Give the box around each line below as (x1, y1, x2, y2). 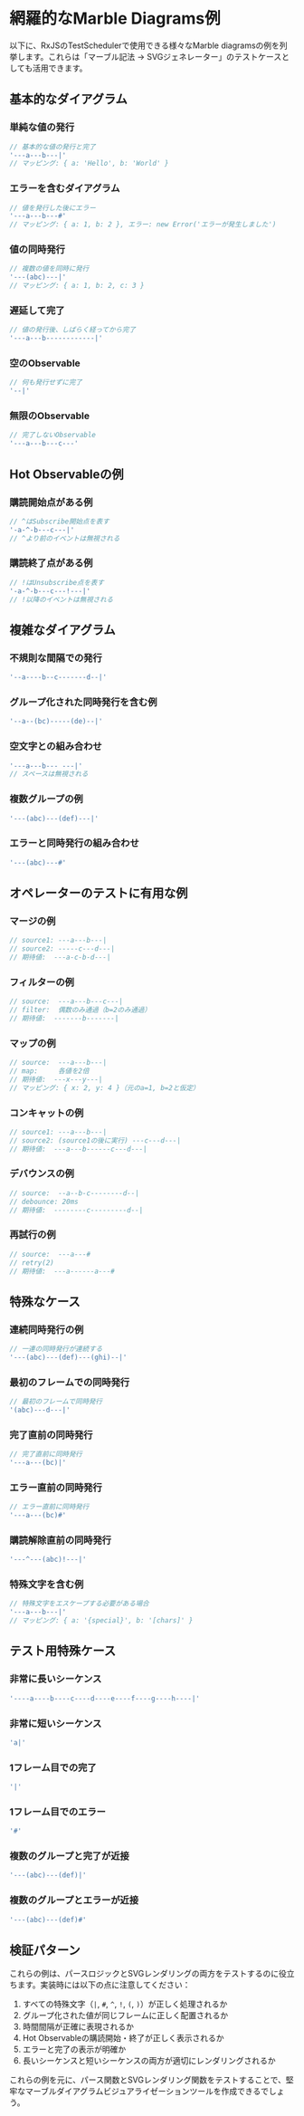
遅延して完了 (9, 304, 65, 317)
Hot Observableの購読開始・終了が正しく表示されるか (22, 2033, 224, 2044)
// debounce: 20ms (9, 1197, 79, 1206)
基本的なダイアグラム (9, 91, 128, 107)
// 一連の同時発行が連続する (9, 1345, 103, 1354)
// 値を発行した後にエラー (9, 203, 97, 213)
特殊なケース (9, 1294, 81, 1309)
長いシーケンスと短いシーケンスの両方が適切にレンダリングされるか (22, 2055, 276, 2066)
